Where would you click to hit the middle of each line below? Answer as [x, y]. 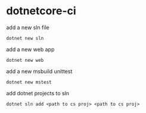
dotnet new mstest [29, 82]
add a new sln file [28, 27]
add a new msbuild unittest [39, 71]
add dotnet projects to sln [38, 93]
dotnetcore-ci [41, 11]
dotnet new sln [25, 38]
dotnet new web [25, 60]
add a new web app [30, 49]
